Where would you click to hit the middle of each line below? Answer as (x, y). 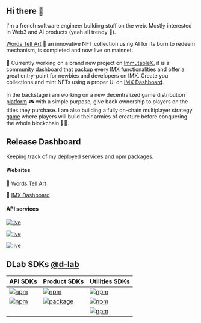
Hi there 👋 (25, 11)
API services (23, 209)
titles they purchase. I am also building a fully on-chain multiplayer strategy (99, 110)
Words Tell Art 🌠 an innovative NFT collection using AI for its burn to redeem (101, 43)
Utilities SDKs (110, 281)
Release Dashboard (44, 142)
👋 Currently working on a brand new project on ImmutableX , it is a (88, 63)
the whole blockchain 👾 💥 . (38, 123)
